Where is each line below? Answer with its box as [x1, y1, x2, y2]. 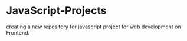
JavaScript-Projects [6, 4, 107, 17]
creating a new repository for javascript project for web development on [6, 23, 181, 30]
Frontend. [6, 29, 30, 36]
